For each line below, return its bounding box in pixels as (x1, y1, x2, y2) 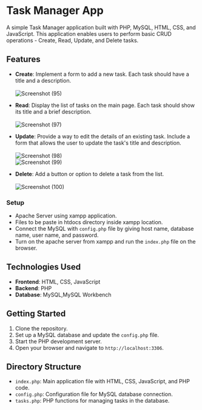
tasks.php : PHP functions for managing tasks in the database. (15, 397, 170, 405)
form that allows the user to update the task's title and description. (15, 139, 181, 146)
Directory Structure (6, 362, 82, 372)
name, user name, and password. (15, 231, 99, 239)
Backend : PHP (15, 284, 52, 292)
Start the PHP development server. (15, 338, 102, 345)
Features (6, 54, 41, 64)
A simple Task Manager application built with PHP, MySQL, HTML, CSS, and (6, 24, 196, 31)
